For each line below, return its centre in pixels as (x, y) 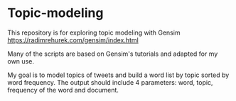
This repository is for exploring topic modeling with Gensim (94, 32)
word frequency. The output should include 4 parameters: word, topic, (110, 82)
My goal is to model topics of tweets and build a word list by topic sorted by (118, 75)
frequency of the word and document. (63, 90)
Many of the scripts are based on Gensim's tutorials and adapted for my (113, 54)
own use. (21, 61)
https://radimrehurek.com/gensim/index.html (73, 40)
